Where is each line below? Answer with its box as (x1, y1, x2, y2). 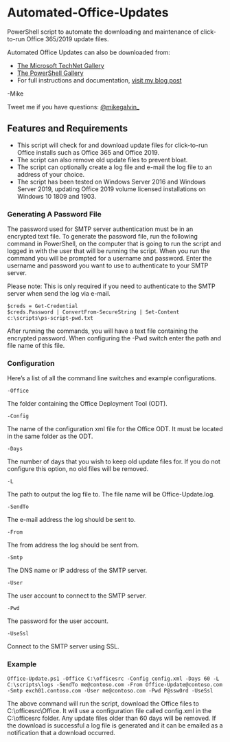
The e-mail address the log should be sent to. (7, 516, 136, 524)
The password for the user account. (7, 617, 108, 625)
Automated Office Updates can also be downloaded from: (7, 48, 170, 56)
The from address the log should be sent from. (7, 541, 139, 549)
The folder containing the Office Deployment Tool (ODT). (7, 400, 168, 408)
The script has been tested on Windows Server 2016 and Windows (16, 177, 206, 186)
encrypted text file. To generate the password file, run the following (7, 232, 198, 241)
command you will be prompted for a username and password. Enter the (7, 254, 212, 263)
